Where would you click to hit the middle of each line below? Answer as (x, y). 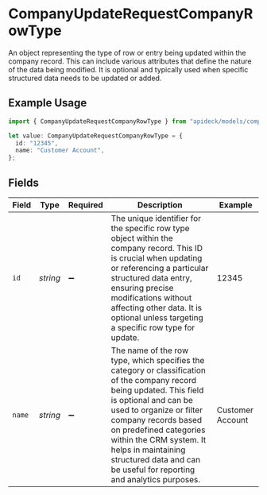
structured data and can (156, 459)
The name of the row (150, 350)
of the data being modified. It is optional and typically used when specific (128, 69)
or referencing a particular (160, 268)
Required (85, 205)
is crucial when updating (157, 257)
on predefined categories (158, 430)
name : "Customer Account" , (60, 151)
